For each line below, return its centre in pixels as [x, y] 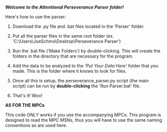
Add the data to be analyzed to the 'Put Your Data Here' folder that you [85, 66]
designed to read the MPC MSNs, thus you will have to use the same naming [84, 120]
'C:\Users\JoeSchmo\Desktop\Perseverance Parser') [67, 41]
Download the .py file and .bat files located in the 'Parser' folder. [78, 26]
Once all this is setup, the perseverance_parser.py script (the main [81, 81]
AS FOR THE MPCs [25, 105]
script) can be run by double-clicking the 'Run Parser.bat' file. [77, 86]
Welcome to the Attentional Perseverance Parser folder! [65, 7]
